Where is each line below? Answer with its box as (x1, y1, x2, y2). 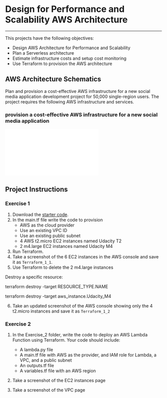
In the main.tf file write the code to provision (12, 217, 103, 223)
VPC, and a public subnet (19, 357, 72, 363)
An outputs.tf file (19, 363, 54, 369)
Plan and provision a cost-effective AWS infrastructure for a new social (5, 88, 151, 94)
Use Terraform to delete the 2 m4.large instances (12, 264, 113, 270)
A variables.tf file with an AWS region (19, 368, 96, 374)
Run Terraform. (12, 248, 44, 254)
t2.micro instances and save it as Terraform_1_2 (12, 308, 110, 314)
